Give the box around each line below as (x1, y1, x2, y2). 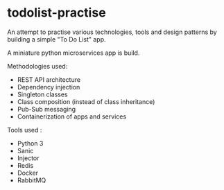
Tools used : (7, 126, 42, 134)
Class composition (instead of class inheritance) (17, 97, 155, 105)
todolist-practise (7, 5, 106, 21)
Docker (17, 169, 39, 177)
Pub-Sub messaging (17, 105, 76, 113)
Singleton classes (17, 90, 68, 98)
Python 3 (17, 139, 44, 147)
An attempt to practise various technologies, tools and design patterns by (7, 28, 217, 36)
